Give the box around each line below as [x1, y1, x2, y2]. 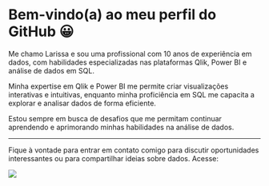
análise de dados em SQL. [8, 65, 94, 75]
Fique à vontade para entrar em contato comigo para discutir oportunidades [8, 145, 259, 155]
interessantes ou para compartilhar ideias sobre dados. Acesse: [8, 153, 219, 163]
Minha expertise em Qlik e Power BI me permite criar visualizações [8, 81, 229, 91]
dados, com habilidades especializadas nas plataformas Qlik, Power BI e [8, 57, 247, 67]
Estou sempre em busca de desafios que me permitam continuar [8, 113, 223, 123]
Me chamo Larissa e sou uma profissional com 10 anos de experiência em [8, 49, 252, 58]
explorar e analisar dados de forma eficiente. [8, 98, 156, 108]
